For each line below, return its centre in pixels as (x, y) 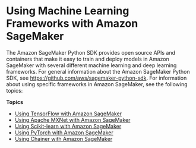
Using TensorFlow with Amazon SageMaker (68, 114)
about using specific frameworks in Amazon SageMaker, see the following (97, 84)
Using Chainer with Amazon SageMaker (64, 138)
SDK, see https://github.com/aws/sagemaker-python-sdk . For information (97, 78)
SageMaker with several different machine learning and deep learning (91, 65)
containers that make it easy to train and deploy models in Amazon (88, 59)
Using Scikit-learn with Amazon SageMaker (68, 126)
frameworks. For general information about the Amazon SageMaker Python (98, 71)
